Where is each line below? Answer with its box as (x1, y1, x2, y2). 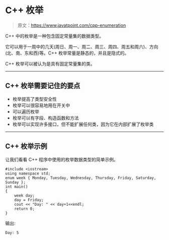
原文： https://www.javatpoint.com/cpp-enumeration (17, 22, 126, 28)
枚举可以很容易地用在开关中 (12, 102, 70, 108)
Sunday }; (5, 179, 26, 185)
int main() (5, 184, 28, 189)
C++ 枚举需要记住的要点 (5, 82, 80, 90)
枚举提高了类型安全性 (12, 96, 57, 102)
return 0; (14, 206, 35, 211)
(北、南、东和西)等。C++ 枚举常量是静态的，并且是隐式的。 (5, 50, 129, 56)
